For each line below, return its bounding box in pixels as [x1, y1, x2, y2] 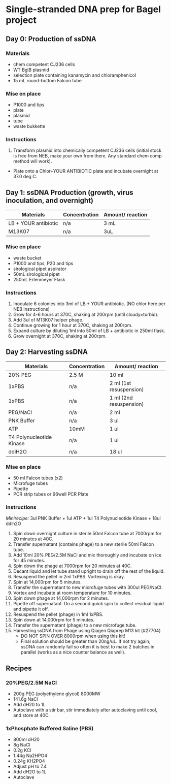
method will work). [13, 158, 52, 165]
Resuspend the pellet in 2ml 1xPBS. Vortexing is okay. [13, 574, 125, 580]
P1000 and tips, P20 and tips [13, 260, 74, 266]
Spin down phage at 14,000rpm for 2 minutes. [13, 595, 109, 601]
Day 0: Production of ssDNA [6, 35, 96, 43]
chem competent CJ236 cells [13, 61, 75, 67]
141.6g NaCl [13, 696, 38, 702]
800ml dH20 [13, 736, 40, 742]
